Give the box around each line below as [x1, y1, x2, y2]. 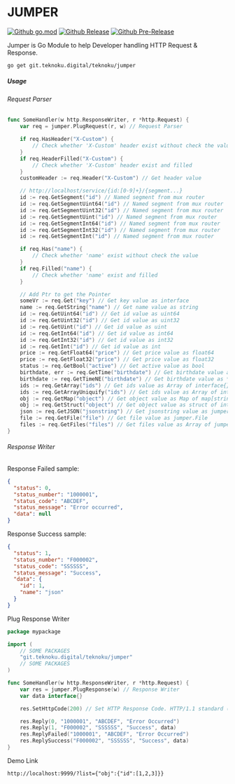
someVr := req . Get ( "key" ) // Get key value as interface [20, 297, 190, 305]
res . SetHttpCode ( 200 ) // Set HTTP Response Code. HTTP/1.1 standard [20, 705, 224, 712]
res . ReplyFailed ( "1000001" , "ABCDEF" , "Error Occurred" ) [20, 731, 190, 738]
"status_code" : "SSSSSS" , [13, 563, 90, 570]
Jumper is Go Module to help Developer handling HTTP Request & [7, 41, 198, 49]
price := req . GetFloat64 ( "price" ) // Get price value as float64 [20, 350, 215, 357]
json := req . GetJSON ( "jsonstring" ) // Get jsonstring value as [20, 408, 208, 415]
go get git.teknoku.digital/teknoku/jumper [7, 62, 136, 69]
